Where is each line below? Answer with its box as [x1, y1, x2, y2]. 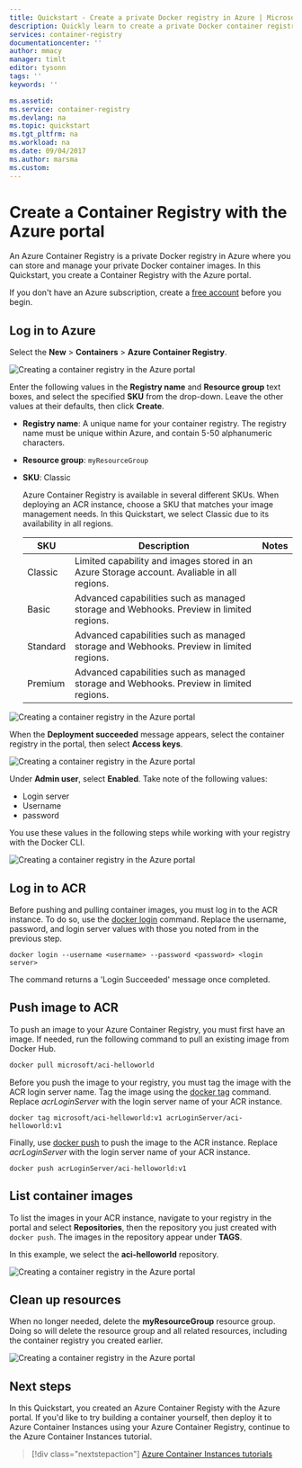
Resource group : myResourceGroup [22, 455, 149, 466]
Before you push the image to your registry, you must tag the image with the [9, 1077, 292, 1088]
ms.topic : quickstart [9, 121, 91, 130]
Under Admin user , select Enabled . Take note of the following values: [9, 774, 268, 784]
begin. [9, 297, 33, 308]
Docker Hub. [9, 1043, 57, 1053]
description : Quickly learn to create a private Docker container [9, 22, 263, 31]
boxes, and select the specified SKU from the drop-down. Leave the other [9, 391, 284, 402]
